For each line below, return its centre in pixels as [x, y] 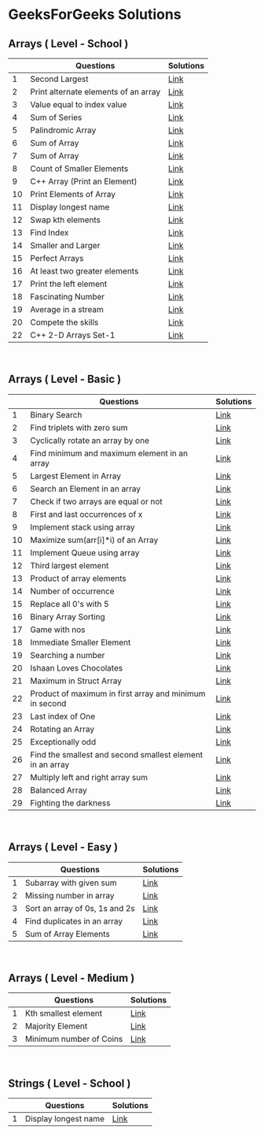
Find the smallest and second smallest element [117, 754]
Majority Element [56, 1026]
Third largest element [70, 565]
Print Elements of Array [73, 194]
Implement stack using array [82, 527]
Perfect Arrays [57, 258]
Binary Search [56, 415]
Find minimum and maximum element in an [109, 453]
